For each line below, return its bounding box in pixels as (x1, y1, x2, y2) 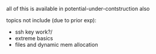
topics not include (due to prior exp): (6, 17, 97, 23)
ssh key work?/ (14, 28, 53, 35)
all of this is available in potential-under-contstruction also (6, 5, 150, 12)
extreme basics (14, 35, 53, 41)
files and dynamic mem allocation (14, 41, 98, 48)
